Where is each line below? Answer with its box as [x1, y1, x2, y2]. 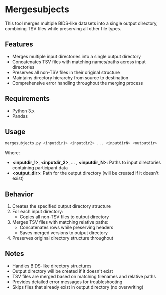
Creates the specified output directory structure [12, 203, 111, 209]
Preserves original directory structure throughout [12, 235, 114, 241]
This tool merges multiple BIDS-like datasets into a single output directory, [5, 20, 158, 26]
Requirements [5, 94, 50, 103]
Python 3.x [12, 108, 35, 114]
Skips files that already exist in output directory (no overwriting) [12, 284, 144, 290]
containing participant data [12, 165, 68, 171]
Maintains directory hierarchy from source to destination [12, 74, 129, 81]
